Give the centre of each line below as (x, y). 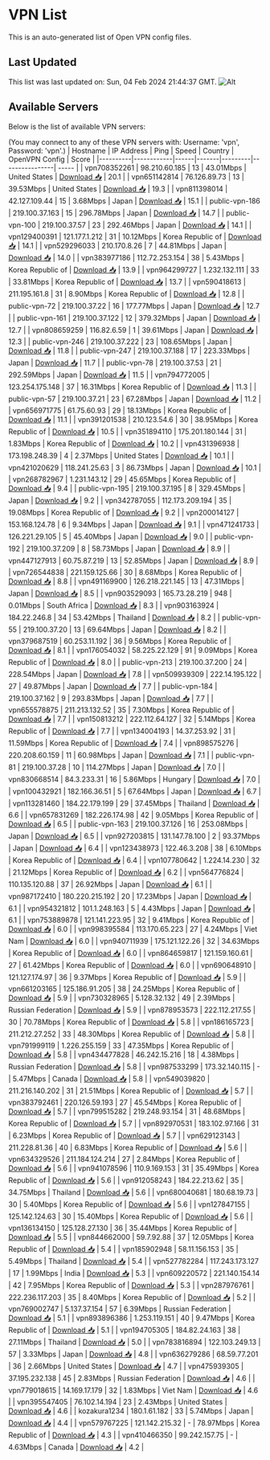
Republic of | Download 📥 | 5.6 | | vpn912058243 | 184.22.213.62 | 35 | (126, 1180)
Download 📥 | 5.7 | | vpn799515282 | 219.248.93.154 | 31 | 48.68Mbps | (127, 1111)
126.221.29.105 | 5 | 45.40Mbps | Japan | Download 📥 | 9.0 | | (110, 536)
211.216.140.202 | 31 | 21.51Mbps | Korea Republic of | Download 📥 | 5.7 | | (131, 1090)
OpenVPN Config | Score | (51, 159)
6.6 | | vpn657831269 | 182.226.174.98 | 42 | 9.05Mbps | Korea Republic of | (133, 814)
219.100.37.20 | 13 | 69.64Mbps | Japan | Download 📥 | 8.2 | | (125, 630)
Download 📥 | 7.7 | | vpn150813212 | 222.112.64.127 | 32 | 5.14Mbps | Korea (132, 719)
